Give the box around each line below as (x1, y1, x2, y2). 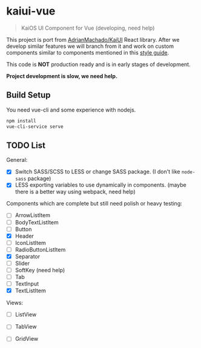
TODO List (6, 140, 45, 150)
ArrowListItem (15, 212, 50, 219)
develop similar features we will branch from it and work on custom (6, 42, 174, 50)
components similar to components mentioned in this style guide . (6, 49, 170, 56)
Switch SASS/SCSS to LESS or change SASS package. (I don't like (15, 168, 180, 175)
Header (15, 232, 35, 239)
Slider (15, 259, 30, 267)
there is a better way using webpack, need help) (15, 188, 136, 195)
